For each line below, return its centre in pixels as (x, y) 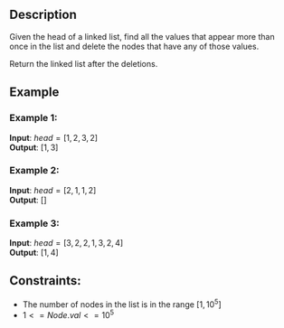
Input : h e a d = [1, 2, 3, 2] (53, 137)
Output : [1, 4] (34, 253)
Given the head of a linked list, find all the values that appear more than (142, 36)
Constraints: (45, 281)
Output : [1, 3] (34, 147)
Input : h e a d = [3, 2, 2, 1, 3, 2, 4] (66, 243)
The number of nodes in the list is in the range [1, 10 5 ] (122, 304)
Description (43, 15)
